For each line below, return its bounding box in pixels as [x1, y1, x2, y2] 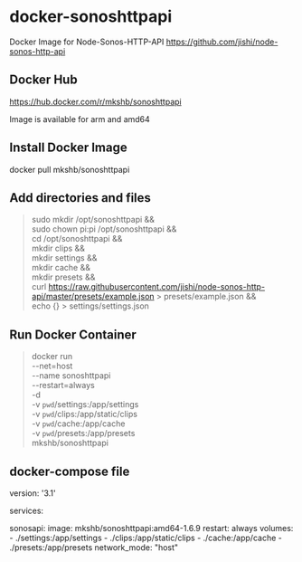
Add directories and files [9, 190, 152, 205]
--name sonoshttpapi [31, 370, 111, 381]
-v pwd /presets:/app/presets [31, 428, 136, 439]
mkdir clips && [31, 243, 86, 254]
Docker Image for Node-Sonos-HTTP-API [9, 36, 165, 47]
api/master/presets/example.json [31, 291, 156, 302]
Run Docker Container [9, 327, 137, 342]
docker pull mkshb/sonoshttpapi [9, 164, 130, 175]
